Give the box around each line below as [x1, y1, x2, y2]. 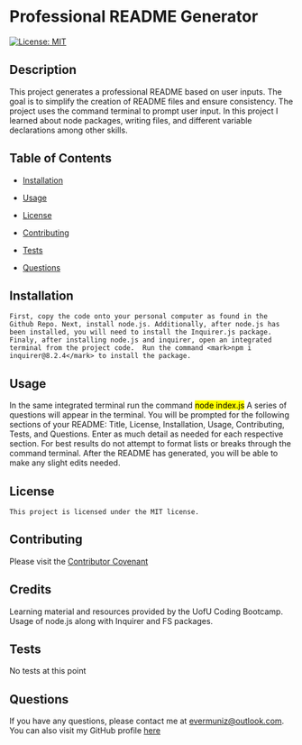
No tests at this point [9, 666, 87, 676]
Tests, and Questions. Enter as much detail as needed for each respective [9, 428, 284, 439]
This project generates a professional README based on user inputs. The [9, 86, 282, 97]
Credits [9, 582, 52, 597]
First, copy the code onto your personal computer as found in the [9, 312, 269, 321]
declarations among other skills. [9, 124, 128, 135]
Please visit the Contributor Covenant [9, 556, 149, 566]
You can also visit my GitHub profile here [9, 725, 160, 736]
